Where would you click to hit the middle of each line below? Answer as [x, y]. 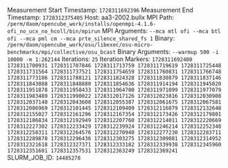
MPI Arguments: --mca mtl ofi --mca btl [161, 31]
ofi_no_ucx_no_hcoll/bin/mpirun [54, 31]
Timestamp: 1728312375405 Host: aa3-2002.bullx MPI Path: [91, 17]
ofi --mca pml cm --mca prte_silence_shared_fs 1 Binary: [91, 38]
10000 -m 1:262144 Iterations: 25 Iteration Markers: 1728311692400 [100, 59]
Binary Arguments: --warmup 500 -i [168, 52]
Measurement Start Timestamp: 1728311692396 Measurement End [100, 10]
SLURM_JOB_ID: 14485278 [44, 158]
